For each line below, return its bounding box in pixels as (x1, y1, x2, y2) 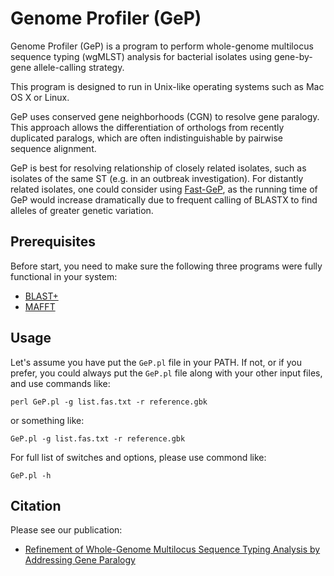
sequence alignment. (10, 142, 97, 154)
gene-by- (274, 50, 313, 62)
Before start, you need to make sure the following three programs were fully (10, 260, 323, 272)
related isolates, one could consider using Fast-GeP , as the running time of (10, 183, 318, 195)
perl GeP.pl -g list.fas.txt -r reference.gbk (10, 397, 208, 407)
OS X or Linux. (10, 91, 70, 103)
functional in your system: (10, 270, 118, 282)
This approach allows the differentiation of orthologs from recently (10, 121, 285, 133)
